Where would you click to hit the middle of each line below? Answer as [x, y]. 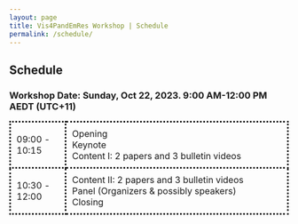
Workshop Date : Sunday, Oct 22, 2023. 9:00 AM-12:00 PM [138, 95]
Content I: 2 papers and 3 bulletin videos [157, 156]
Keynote [89, 145]
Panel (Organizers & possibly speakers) [154, 191]
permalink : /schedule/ [51, 34]
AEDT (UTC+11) [43, 106]
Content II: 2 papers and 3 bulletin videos [158, 180]
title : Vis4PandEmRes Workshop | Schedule [89, 26]
